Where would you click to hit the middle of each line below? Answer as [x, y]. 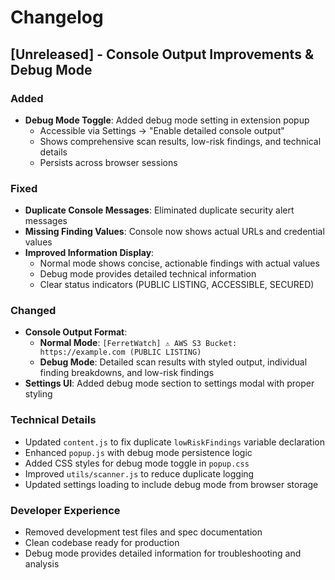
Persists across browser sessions [108, 162]
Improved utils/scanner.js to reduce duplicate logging [139, 473]
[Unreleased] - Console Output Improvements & [162, 54]
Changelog [57, 17]
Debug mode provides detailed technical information [148, 274]
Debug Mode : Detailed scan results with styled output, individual [173, 362]
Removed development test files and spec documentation [143, 532]
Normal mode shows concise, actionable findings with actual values [179, 263]
